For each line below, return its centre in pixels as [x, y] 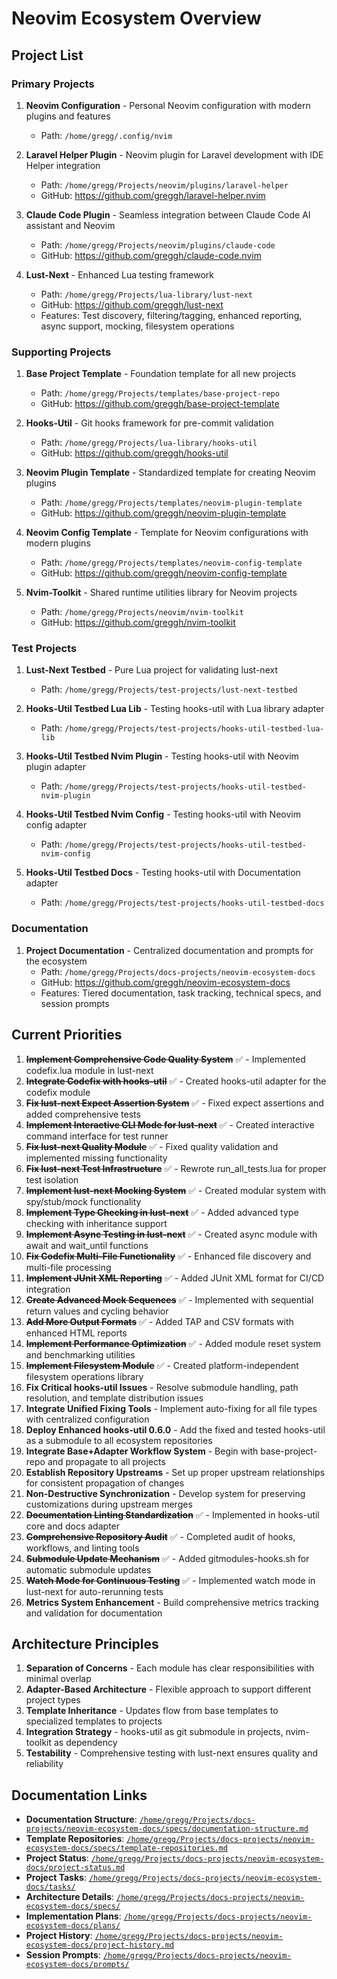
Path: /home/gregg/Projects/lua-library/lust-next [146, 294]
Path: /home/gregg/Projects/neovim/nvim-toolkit [142, 612]
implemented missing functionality [96, 1158]
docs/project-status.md [75, 1868]
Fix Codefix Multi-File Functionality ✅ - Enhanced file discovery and [168, 1256]
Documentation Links [79, 1795]
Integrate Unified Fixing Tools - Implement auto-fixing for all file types [171, 1408]
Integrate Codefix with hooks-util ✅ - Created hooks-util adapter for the [176, 1081]
